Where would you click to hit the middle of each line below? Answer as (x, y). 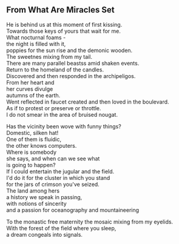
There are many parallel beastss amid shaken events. (73, 63)
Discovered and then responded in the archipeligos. (71, 76)
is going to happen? (31, 165)
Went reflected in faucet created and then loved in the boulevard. (88, 102)
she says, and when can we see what (53, 158)
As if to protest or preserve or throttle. (54, 108)
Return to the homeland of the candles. (55, 70)
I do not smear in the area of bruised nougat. (62, 114)
